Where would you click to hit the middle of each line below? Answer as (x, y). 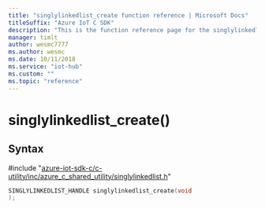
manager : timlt (33, 37)
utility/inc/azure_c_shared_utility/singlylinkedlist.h (88, 176)
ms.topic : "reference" (45, 81)
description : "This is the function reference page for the (109, 30)
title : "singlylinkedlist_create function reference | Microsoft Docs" (128, 15)
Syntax (26, 149)
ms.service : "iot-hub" (45, 67)
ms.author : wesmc (37, 52)
